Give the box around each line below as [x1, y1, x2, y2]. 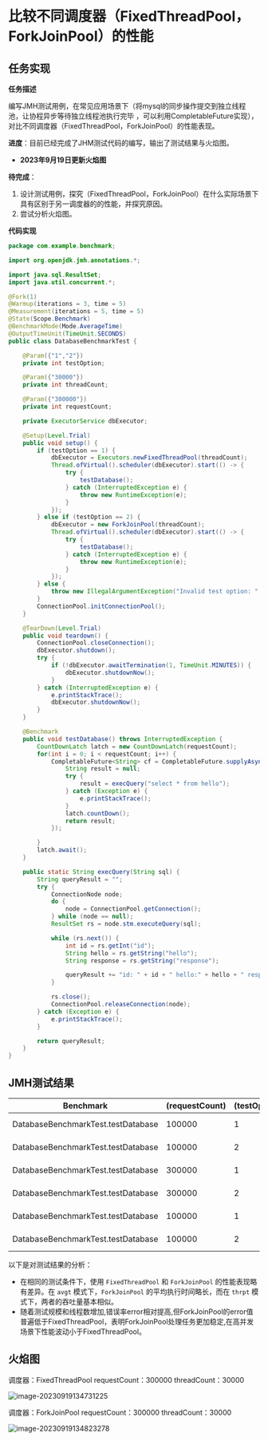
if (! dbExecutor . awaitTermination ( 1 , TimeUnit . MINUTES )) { [50, 661, 251, 669]
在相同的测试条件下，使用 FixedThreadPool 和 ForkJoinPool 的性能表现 [19, 1276, 250, 1286]
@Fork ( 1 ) [8, 292, 37, 300]
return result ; [65, 816, 116, 825]
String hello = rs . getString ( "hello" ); [65, 949, 198, 957]
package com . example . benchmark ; [8, 242, 116, 250]
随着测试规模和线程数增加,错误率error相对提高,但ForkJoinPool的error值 [19, 1307, 254, 1316]
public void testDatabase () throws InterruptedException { [22, 735, 223, 743]
